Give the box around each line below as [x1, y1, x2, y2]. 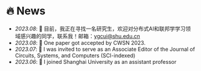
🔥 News [6, 4, 46, 18]
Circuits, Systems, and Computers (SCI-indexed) [14, 52, 136, 59]
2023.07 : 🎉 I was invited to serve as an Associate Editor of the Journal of [14, 45, 195, 53]
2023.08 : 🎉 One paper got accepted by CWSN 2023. [14, 39, 146, 46]
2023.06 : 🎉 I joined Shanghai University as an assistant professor [14, 58, 177, 65]
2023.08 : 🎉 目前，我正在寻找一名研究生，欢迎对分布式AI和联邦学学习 [14, 25, 186, 32]
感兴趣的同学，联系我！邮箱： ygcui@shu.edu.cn [20, 32, 140, 39]
